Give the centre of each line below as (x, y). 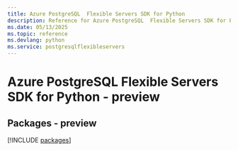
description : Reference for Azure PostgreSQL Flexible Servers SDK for (117, 21)
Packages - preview (52, 123)
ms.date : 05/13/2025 (38, 27)
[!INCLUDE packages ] (39, 140)
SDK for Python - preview (84, 97)
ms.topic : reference (38, 34)
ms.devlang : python (36, 40)
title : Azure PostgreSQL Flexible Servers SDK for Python (96, 14)
